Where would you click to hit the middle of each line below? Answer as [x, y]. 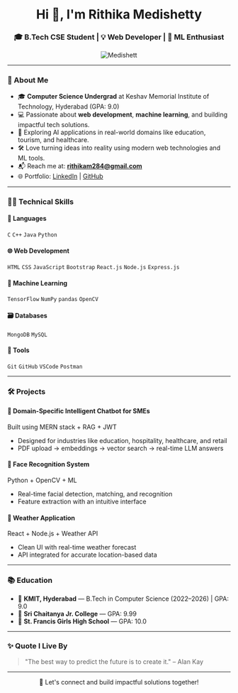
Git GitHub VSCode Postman [45, 366]
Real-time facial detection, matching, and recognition [95, 494]
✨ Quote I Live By [38, 646]
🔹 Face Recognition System [49, 464]
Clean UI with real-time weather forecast [77, 547]
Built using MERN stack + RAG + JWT [62, 427]
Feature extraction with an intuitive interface [82, 502]
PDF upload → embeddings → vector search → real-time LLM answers [120, 448]
